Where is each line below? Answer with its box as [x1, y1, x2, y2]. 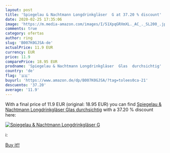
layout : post [5, 7, 33, 13]
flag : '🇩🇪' [5, 73, 30, 78]
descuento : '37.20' [5, 82, 47, 87]
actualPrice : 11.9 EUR [5, 45, 53, 50]
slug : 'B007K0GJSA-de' [5, 40, 53, 45]
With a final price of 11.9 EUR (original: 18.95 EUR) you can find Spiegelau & [5, 101, 162, 107]
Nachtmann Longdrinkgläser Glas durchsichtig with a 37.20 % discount [5, 107, 153, 113]
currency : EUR [5, 49, 35, 55]
